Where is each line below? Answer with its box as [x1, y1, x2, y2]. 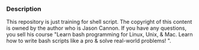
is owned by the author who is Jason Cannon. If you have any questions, [6, 24, 187, 32]
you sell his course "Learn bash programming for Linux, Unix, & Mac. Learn [6, 31, 193, 38]
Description [6, 5, 42, 13]
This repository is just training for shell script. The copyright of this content [6, 18, 192, 26]
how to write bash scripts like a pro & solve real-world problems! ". [6, 37, 172, 45]
